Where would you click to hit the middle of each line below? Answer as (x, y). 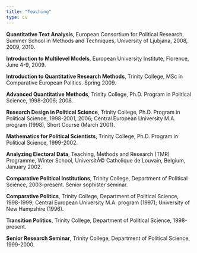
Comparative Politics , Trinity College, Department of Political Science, (93, 196)
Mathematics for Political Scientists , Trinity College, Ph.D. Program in (92, 136)
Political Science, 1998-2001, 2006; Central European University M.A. (91, 118)
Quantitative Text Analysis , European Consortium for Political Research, (95, 34)
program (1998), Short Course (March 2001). (61, 124)
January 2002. (24, 167)
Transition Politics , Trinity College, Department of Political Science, (89, 220)
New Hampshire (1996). (35, 208)
